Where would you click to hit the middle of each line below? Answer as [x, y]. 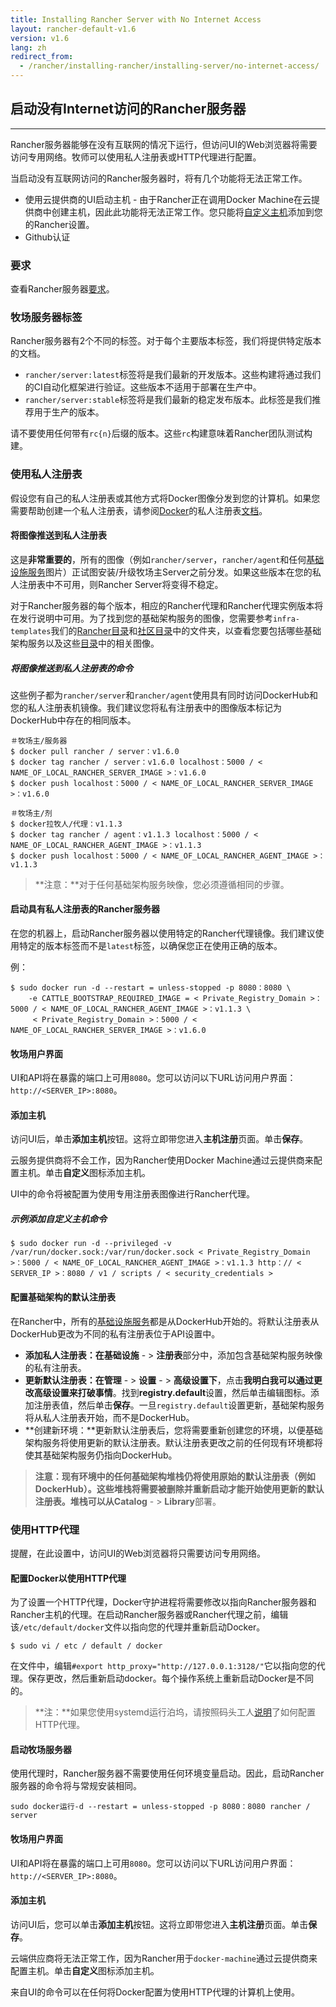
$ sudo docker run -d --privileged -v [91, 1244]
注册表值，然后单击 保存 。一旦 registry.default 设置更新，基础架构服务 [179, 1405]
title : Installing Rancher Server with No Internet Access [136, 19]
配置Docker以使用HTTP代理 [68, 1578]
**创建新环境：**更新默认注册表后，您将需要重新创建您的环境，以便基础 [173, 1430]
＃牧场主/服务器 [39, 741]
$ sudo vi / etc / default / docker [86, 1646]
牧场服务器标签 [46, 318]
